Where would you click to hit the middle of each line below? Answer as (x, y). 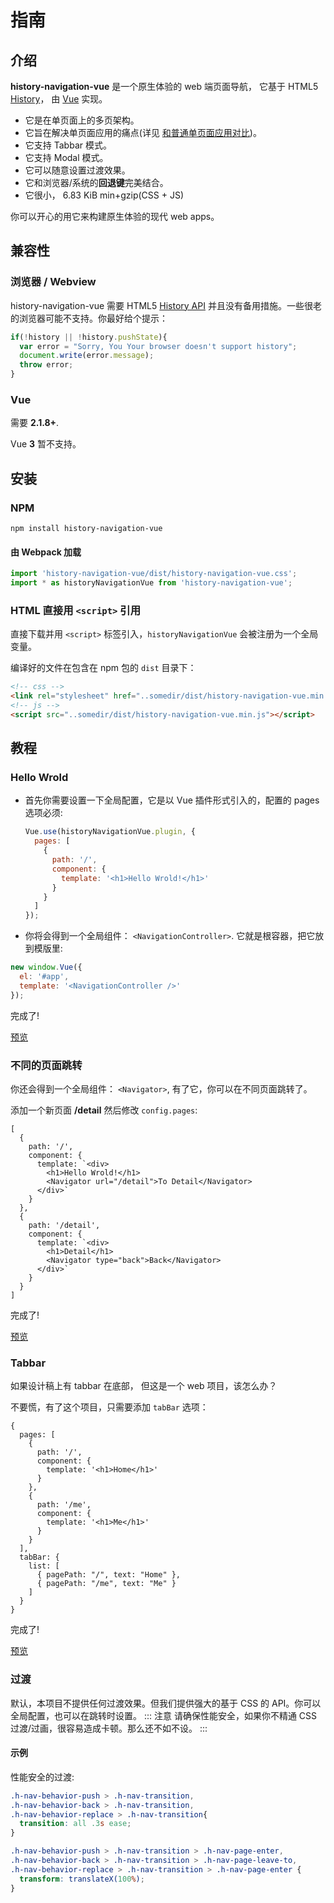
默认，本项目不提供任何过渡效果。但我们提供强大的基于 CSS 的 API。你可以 (166, 1703)
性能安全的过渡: (42, 1777)
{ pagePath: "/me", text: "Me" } (106, 1584)
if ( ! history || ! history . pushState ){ (89, 337)
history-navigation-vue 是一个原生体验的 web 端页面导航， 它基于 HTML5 (164, 86)
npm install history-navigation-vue (86, 529)
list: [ (44, 1566)
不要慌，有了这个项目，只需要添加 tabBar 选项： (109, 1407)
